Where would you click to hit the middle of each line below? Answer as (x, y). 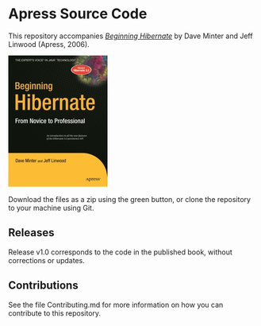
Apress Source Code (78, 14)
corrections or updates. (46, 260)
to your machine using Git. (51, 208)
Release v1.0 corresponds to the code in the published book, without (120, 252)
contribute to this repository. (55, 313)
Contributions (43, 286)
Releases (31, 233)
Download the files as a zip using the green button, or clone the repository (130, 199)
